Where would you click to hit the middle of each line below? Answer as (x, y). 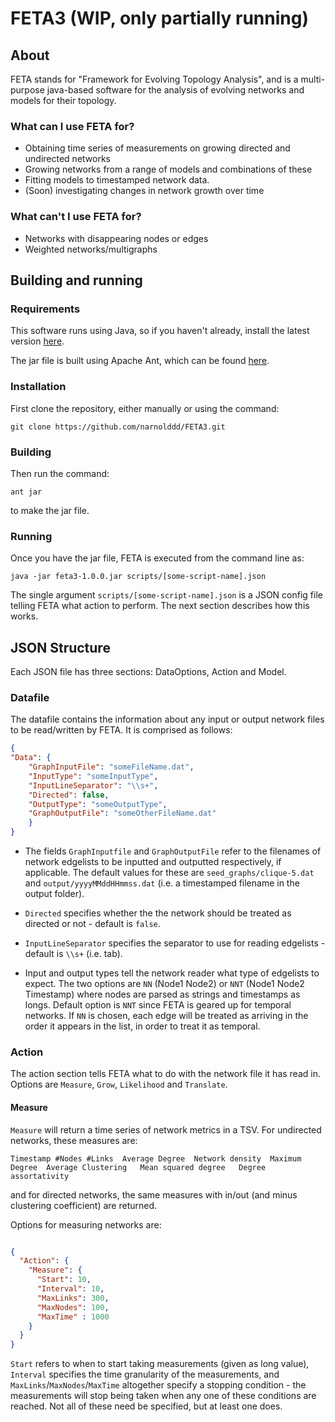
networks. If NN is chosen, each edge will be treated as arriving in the (166, 1016)
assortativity (40, 1176)
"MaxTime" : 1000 (73, 1317)
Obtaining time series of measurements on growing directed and (157, 148)
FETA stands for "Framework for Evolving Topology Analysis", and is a (154, 79)
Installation (38, 387)
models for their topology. (63, 100)
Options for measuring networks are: (86, 1224)
